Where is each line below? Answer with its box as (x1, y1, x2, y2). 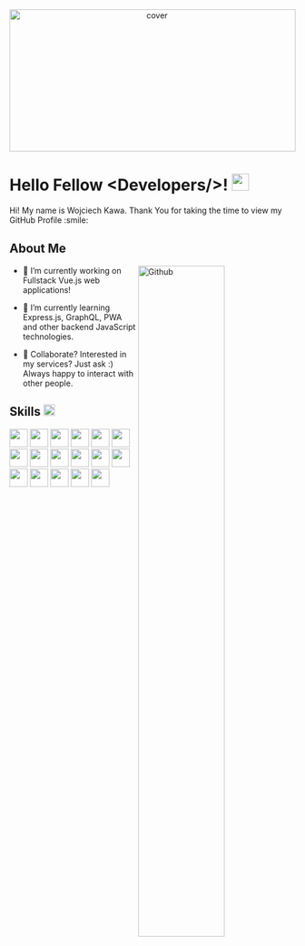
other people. (22, 377, 74, 388)
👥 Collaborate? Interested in (22, 348, 127, 359)
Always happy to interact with (22, 367, 134, 378)
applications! (22, 284, 71, 295)
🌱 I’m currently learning (22, 302, 111, 313)
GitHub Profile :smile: (9, 214, 89, 226)
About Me (9, 241, 66, 257)
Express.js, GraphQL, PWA (22, 311, 123, 322)
